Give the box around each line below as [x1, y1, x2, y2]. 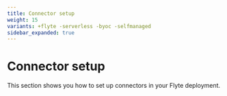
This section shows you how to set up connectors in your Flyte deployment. [7, 82, 221, 90]
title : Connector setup [7, 10, 75, 17]
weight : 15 [7, 16, 38, 23]
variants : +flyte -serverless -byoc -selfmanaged [7, 23, 152, 29]
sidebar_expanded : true [7, 29, 75, 36]
